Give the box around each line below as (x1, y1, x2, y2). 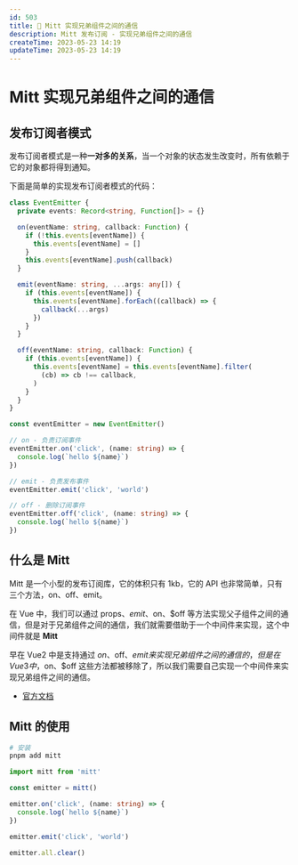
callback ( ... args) (41, 304, 109, 314)
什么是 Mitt (9, 553, 70, 568)
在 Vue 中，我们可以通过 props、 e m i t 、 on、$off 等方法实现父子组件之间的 (9, 608, 282, 618)
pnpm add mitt (9, 751, 62, 761)
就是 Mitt (24, 630, 58, 641)
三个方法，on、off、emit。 (9, 589, 108, 600)
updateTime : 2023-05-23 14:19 (9, 46, 122, 55)
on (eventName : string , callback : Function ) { (17, 222, 189, 231)
